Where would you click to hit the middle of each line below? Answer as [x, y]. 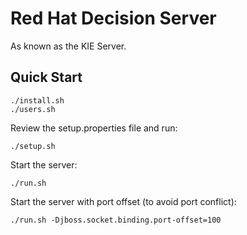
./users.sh [33, 109]
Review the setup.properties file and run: [94, 128]
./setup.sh [33, 146]
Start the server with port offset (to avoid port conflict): [123, 201]
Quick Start [46, 77]
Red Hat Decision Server [113, 18]
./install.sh [37, 100]
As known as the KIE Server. [68, 46]
